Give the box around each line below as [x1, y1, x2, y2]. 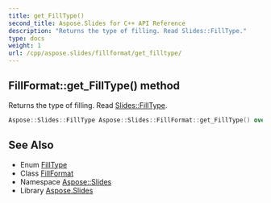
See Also [8, 139, 54, 152]
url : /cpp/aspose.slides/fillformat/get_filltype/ [8, 49, 182, 57]
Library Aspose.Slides [19, 185, 94, 195]
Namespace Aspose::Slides [19, 176, 112, 186]
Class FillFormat [19, 168, 74, 178]
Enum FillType [19, 159, 68, 169]
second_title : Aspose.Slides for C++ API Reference [8, 19, 186, 27]
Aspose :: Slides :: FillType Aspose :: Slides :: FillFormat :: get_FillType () [8, 116, 251, 124]
